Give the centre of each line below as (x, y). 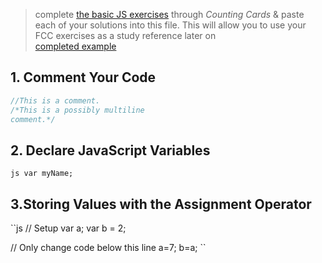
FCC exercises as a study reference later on (125, 35)
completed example (75, 46)
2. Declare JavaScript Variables (110, 150)
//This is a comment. (55, 100)
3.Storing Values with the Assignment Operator (161, 204)
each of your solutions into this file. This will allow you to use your (170, 25)
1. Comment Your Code (83, 77)
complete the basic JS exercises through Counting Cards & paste (169, 14)
